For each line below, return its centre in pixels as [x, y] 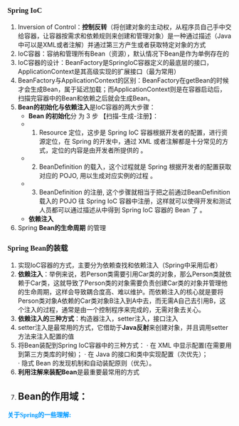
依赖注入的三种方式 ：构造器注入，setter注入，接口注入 [98, 318]
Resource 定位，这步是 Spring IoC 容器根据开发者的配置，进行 [130, 133]
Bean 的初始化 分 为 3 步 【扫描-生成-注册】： [93, 116]
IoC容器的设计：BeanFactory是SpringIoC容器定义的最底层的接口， [115, 63]
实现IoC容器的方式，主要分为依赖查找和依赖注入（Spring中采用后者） [119, 265]
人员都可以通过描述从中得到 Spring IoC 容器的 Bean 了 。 [122, 210]
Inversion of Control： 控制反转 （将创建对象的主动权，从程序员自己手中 [121, 27]
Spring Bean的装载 [38, 248]
